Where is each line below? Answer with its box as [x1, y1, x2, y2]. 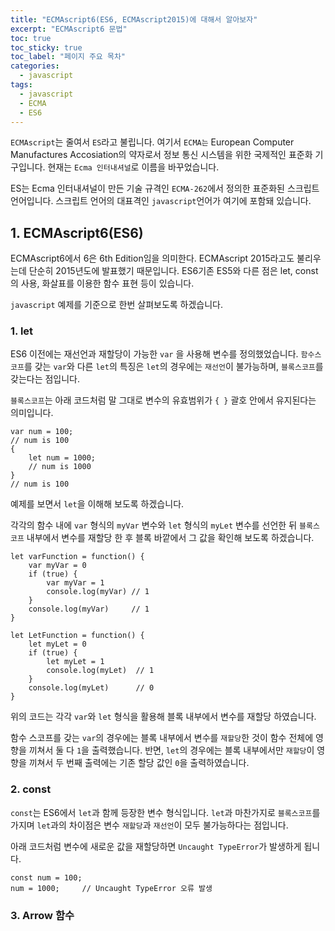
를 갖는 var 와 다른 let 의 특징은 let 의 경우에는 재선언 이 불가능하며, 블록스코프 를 [23, 361, 324, 373]
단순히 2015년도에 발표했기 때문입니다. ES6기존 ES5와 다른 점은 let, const [28, 265, 319, 277]
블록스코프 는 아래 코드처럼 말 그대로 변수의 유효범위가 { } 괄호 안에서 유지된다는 [10, 394, 317, 406]
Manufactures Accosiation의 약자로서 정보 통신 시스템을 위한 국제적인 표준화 [10, 149, 313, 161]
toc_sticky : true [10, 42, 83, 53]
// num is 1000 [28, 462, 92, 472]
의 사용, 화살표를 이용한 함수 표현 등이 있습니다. [10, 277, 195, 290]
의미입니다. [10, 407, 54, 419]
